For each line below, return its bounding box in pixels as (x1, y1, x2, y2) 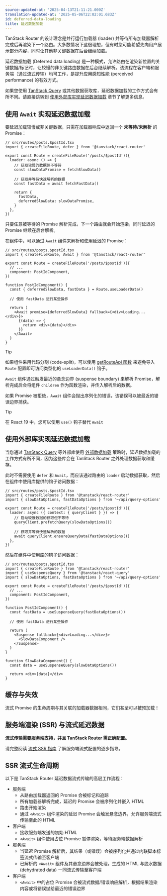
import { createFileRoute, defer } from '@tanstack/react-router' (5, 145, 146, 150)
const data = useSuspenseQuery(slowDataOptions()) (9, 663, 117, 668)
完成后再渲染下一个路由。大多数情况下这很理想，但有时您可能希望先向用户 (5, 42, 158, 48)
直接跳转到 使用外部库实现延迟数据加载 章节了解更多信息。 (26, 94, 147, 100)
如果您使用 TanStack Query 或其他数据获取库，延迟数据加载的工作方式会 (5, 88, 154, 94)
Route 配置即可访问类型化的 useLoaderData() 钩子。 (5, 365, 110, 371)
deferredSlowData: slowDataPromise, (18, 199, 94, 204)
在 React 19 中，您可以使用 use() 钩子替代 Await (5, 419, 103, 425)
